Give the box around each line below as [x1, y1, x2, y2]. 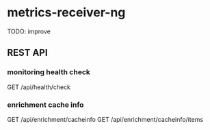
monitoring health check [7, 67, 91, 77]
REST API [7, 47, 48, 59]
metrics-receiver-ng [7, 5, 126, 20]
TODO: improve [7, 27, 51, 35]
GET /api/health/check [7, 83, 70, 91]
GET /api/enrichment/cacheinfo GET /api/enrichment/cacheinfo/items [7, 115, 204, 123]
